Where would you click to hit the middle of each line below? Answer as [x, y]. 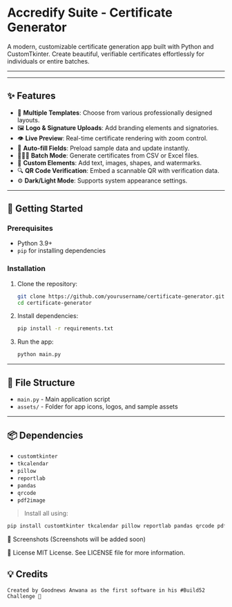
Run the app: [35, 342]
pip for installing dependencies [61, 251]
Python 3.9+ [35, 243]
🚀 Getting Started [45, 209]
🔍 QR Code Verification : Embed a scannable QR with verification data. [118, 170]
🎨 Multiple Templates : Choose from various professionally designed [115, 113]
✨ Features [31, 96]
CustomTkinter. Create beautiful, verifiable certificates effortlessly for [106, 54]
